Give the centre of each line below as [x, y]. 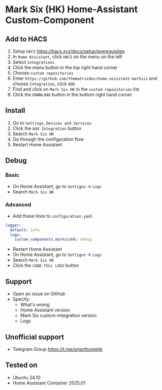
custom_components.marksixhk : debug [53, 240]
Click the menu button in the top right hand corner [65, 68]
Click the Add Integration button [47, 128]
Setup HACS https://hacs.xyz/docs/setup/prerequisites [69, 51]
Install [15, 111]
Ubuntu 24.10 [26, 377]
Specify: [21, 299]
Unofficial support [35, 337]
